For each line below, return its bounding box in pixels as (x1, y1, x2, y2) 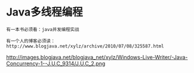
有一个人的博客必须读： (6, 38, 56, 44)
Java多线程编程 (6, 5, 83, 19)
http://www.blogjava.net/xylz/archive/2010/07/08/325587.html (6, 43, 164, 49)
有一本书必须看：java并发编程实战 (6, 26, 79, 33)
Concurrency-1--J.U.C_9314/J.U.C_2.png (6, 60, 106, 67)
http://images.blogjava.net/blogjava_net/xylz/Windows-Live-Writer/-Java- (6, 53, 188, 61)
